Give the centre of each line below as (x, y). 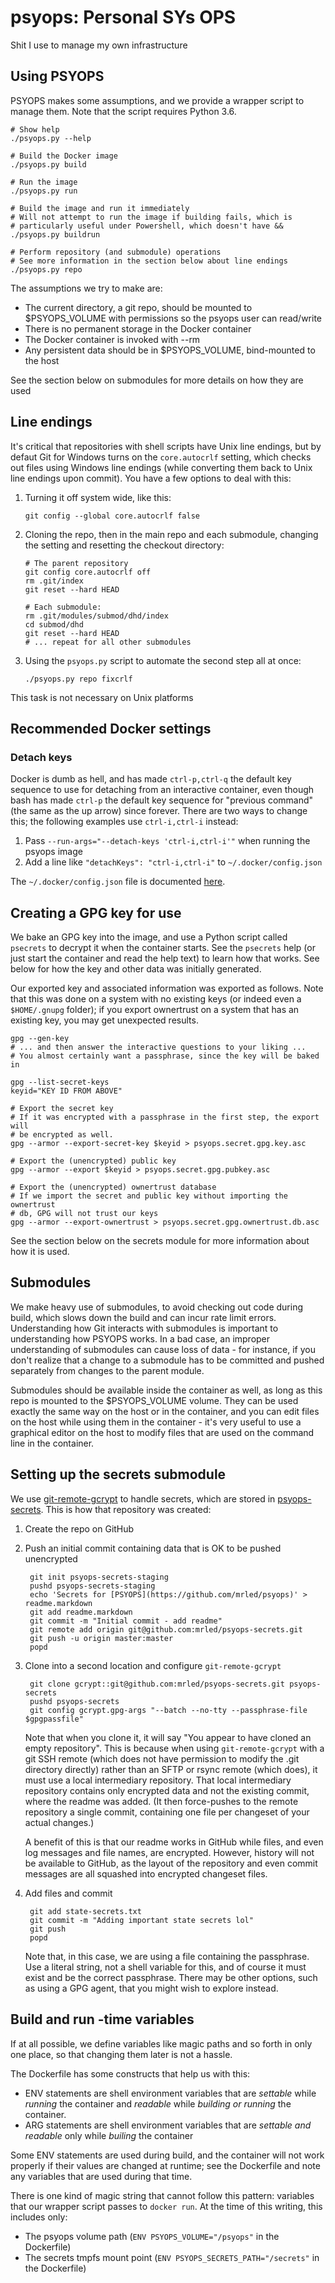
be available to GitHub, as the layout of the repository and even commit (171, 1863)
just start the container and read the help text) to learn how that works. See (165, 958)
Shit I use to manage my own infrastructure (99, 45)
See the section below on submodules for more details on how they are (157, 380)
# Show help (35, 129)
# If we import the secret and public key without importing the (149, 1196)
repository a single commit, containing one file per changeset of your (167, 1812)
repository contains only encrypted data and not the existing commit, (167, 1790)
